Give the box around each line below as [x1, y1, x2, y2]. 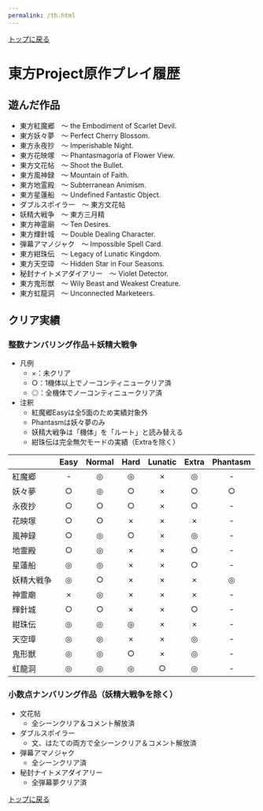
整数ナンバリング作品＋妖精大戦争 [8, 339, 138, 350]
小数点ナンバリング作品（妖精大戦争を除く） [8, 689, 178, 700]
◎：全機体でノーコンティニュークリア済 [31, 388, 163, 398]
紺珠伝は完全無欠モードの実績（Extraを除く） [31, 437, 180, 447]
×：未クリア [31, 368, 71, 378]
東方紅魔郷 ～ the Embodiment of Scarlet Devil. [19, 121, 177, 130]
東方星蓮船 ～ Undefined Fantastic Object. [19, 190, 161, 199]
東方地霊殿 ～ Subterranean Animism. [19, 180, 147, 189]
